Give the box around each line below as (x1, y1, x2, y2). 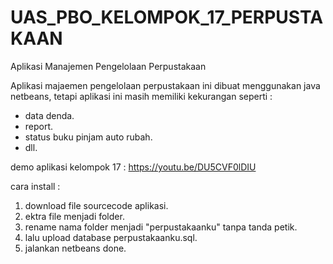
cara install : (10, 180, 61, 192)
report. (24, 120, 54, 132)
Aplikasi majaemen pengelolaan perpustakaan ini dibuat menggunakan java (10, 79, 321, 91)
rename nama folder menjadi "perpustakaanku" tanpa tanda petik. (24, 221, 298, 233)
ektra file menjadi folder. (24, 210, 125, 222)
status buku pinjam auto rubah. (24, 131, 153, 143)
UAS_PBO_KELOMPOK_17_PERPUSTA (10, 6, 324, 29)
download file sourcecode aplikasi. (24, 199, 169, 211)
